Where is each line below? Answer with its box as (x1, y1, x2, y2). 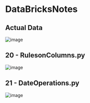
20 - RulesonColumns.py (5, 51, 85, 59)
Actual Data (5, 23, 43, 32)
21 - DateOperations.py (5, 79, 79, 87)
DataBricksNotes (5, 3, 78, 15)
